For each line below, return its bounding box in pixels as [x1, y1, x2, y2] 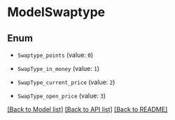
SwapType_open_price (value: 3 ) [17, 92, 106, 100]
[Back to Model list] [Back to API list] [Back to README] [7, 105, 168, 113]
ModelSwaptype [7, 4, 106, 20]
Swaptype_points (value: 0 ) [17, 51, 93, 59]
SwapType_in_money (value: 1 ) [17, 65, 100, 72]
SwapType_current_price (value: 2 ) [17, 78, 115, 86]
